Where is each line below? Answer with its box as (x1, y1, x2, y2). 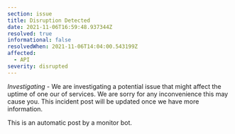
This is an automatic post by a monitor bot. (7, 118, 133, 127)
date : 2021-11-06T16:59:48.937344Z (7, 23, 113, 30)
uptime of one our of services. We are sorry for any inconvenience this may (7, 90, 229, 98)
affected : (7, 50, 37, 57)
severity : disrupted (7, 63, 69, 70)
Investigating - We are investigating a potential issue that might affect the (7, 82, 222, 90)
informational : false (7, 37, 72, 44)
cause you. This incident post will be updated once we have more (7, 97, 200, 106)
